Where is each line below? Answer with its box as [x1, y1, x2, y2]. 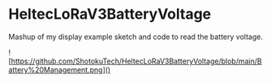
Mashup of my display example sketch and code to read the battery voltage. [8, 32, 264, 41]
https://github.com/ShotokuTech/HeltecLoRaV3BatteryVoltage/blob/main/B [11, 56, 262, 66]
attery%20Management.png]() [8, 64, 111, 74]
